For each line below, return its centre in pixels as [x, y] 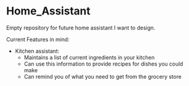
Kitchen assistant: [37, 51]
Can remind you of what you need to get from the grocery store [103, 76]
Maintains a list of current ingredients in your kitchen [89, 57]
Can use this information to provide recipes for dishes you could [104, 64]
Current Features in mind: [38, 39]
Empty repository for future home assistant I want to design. [81, 28]
